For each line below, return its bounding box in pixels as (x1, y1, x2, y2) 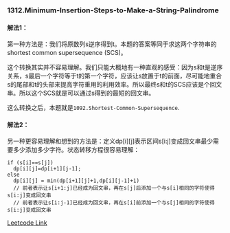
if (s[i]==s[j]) (7, 159, 54, 166)
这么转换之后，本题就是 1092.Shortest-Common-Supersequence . (7, 104, 180, 112)
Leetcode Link (7, 219, 48, 227)
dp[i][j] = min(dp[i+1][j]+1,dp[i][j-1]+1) (13, 177, 139, 184)
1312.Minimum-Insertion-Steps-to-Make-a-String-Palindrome (7, 5, 219, 15)
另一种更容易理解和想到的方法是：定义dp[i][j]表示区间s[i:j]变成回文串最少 (7, 137, 214, 146)
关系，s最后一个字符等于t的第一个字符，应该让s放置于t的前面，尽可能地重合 (7, 71, 222, 80)
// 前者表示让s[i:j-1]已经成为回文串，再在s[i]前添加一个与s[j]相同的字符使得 (13, 199, 215, 206)
